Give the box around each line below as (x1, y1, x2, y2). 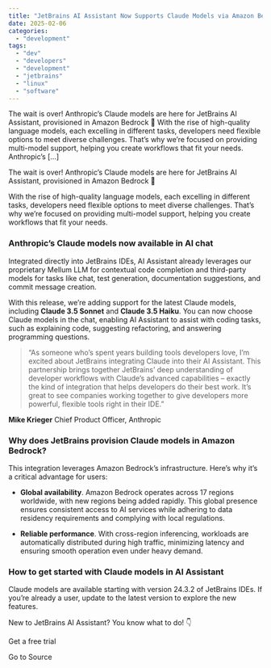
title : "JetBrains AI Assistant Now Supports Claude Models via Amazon (8, 11, 254, 20)
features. (8, 602, 39, 611)
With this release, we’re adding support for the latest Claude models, (8, 297, 236, 307)
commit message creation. (8, 282, 97, 292)
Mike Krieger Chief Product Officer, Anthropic (8, 414, 161, 424)
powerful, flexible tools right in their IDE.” (27, 399, 165, 409)
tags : (8, 42, 27, 50)
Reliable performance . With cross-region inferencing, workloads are (19, 528, 249, 538)
